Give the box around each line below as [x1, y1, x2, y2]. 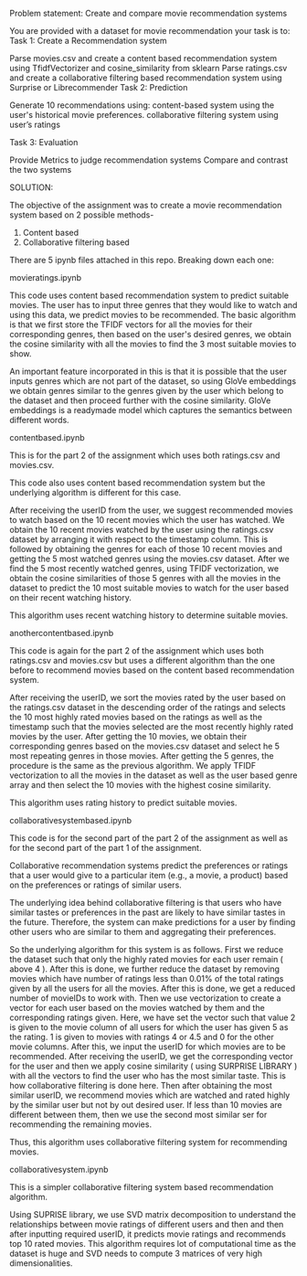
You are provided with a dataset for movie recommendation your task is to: [9, 26, 291, 36]
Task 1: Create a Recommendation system [9, 36, 167, 46]
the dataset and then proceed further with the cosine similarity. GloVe [9, 395, 271, 406]
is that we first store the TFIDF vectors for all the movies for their [9, 319, 253, 330]
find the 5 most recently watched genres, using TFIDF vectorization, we [9, 563, 280, 574]
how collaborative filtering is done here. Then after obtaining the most [9, 1080, 272, 1090]
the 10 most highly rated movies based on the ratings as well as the [9, 712, 263, 722]
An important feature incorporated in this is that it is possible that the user [9, 366, 288, 377]
